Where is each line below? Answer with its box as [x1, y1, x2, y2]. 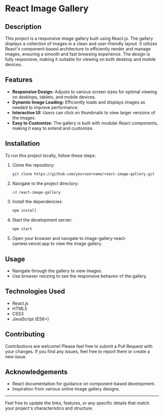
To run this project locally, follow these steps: [5, 153, 96, 158]
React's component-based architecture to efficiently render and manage [5, 46, 151, 52]
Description [5, 23, 41, 31]
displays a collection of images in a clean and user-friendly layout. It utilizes [5, 41, 158, 47]
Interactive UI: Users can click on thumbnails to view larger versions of [12, 109, 156, 115]
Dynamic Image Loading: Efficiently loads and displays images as [12, 99, 145, 105]
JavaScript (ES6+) [12, 316, 49, 322]
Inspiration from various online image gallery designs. [12, 386, 121, 392]
